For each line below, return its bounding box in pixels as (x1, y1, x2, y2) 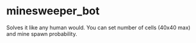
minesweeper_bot (6, 4, 100, 18)
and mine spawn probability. (6, 30, 77, 37)
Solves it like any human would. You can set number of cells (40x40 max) (6, 24, 191, 31)
